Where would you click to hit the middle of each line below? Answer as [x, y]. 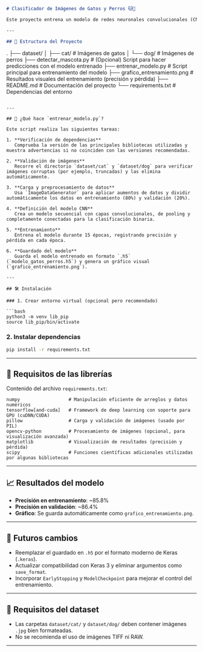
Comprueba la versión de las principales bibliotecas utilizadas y [101, 145]
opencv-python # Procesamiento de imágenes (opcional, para [96, 432]
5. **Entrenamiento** [34, 230]
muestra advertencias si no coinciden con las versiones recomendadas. [98, 150]
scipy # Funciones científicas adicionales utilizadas [100, 453]
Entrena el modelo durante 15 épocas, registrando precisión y [95, 235]
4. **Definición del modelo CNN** [50, 209]
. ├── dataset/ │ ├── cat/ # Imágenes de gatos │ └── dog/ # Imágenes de [100, 53]
